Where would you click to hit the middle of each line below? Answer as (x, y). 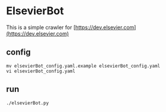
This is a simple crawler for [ (41, 27)
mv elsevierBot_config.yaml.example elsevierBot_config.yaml (83, 66)
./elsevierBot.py (28, 103)
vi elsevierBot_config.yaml (41, 71)
